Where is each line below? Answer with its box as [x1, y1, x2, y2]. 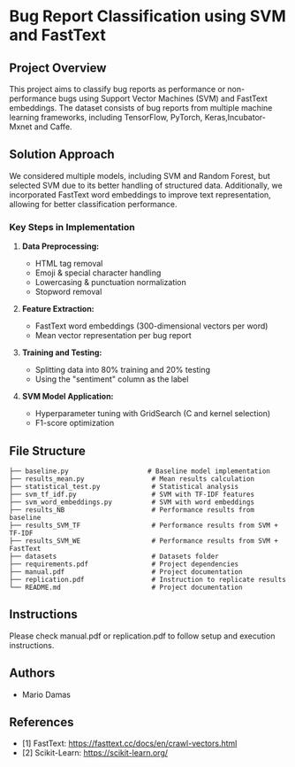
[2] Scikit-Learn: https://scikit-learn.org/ [21, 748, 169, 758]
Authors [9, 666, 56, 681]
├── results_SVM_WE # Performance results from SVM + [9, 536, 278, 546]
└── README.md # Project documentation [9, 583, 243, 592]
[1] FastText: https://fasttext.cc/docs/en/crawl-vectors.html [21, 738, 238, 749]
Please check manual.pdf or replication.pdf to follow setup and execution [9, 631, 276, 641]
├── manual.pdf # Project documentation [9, 567, 243, 577]
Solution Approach [9, 147, 115, 162]
